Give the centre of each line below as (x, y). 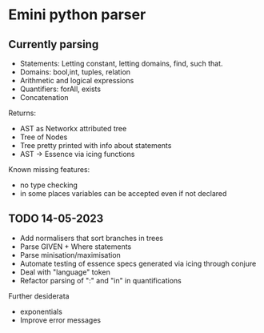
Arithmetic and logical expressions (77, 80)
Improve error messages (60, 320)
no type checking (49, 185)
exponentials (41, 311)
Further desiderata (39, 296)
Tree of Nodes (44, 137)
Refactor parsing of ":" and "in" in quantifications (101, 280)
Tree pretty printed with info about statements (96, 145)
